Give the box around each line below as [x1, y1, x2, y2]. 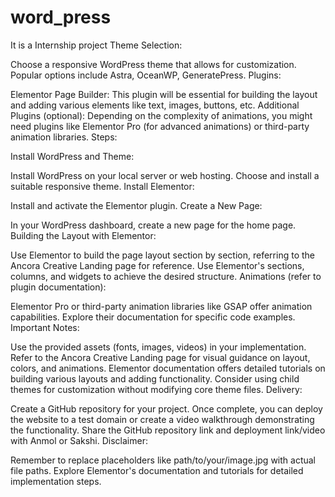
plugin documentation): [10, 281, 107, 293]
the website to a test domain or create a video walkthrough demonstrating [10, 413, 315, 425]
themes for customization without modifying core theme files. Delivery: [10, 383, 303, 395]
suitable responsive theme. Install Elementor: [10, 180, 195, 192]
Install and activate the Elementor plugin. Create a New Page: [10, 199, 263, 211]
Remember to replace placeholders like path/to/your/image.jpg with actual [10, 454, 316, 466]
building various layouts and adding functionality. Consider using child [10, 372, 300, 385]
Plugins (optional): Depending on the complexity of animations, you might [10, 109, 313, 121]
